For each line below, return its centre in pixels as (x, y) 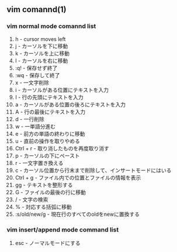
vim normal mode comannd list (51, 26)
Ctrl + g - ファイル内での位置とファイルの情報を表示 (78, 177)
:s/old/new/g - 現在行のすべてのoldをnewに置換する (77, 214)
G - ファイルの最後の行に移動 (51, 192)
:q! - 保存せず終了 (36, 68)
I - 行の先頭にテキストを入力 (49, 97)
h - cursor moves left (40, 39)
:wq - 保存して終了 (37, 75)
